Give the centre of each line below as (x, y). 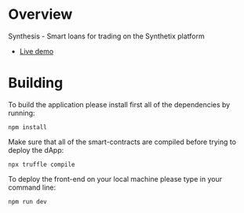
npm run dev (27, 201)
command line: (32, 187)
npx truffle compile (42, 164)
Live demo (36, 51)
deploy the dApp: (36, 150)
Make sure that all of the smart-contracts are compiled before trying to (122, 142)
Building (36, 83)
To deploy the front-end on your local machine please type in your (115, 179)
